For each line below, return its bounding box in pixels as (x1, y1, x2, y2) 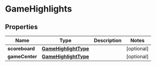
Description (94, 37, 122, 44)
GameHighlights (5, 3, 72, 15)
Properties (5, 23, 38, 31)
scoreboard (7, 45, 35, 52)
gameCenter (7, 53, 38, 60)
